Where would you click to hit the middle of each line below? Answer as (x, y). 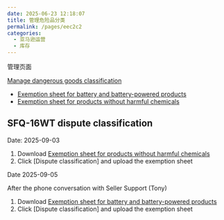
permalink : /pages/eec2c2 (44, 26)
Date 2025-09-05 (33, 174)
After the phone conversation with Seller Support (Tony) (87, 188)
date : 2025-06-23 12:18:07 (46, 14)
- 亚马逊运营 (30, 40)
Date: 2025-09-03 (34, 140)
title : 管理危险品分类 (36, 20)
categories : (24, 33)
